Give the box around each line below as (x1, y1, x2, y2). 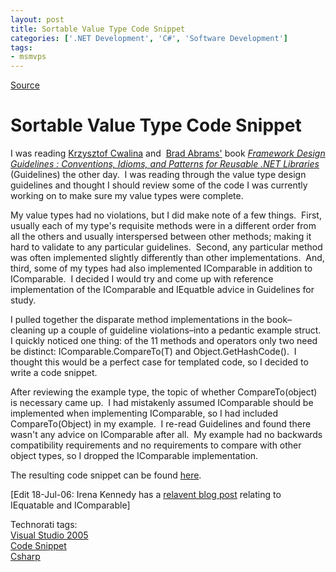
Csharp (10, 551, 41, 563)
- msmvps (10, 52, 47, 62)
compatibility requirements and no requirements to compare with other (10, 439, 302, 451)
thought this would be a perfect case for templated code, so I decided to (10, 356, 309, 368)
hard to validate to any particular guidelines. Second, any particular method (10, 241, 323, 253)
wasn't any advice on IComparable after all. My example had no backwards (10, 429, 323, 441)
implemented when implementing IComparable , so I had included (10, 407, 279, 420)
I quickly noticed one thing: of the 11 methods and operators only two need (10, 335, 318, 347)
